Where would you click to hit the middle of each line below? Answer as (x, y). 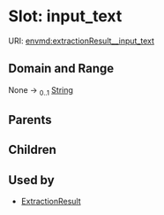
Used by (31, 180)
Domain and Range (61, 69)
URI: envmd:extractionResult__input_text (82, 41)
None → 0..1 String (41, 91)
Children (32, 150)
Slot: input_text (65, 16)
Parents (30, 120)
